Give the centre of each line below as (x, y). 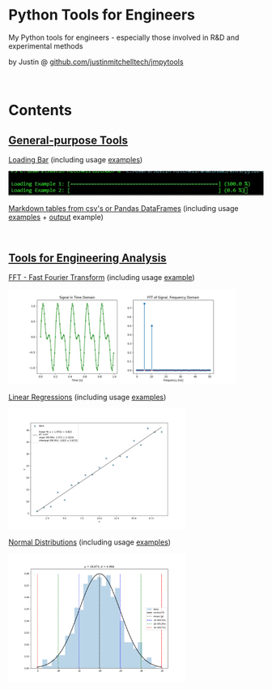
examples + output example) (56, 217)
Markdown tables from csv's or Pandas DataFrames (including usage (123, 208)
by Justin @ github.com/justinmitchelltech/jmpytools (96, 62)
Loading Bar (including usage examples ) (76, 159)
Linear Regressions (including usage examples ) (87, 397)
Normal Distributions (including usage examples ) (90, 542)
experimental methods (46, 45)
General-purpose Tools (68, 140)
